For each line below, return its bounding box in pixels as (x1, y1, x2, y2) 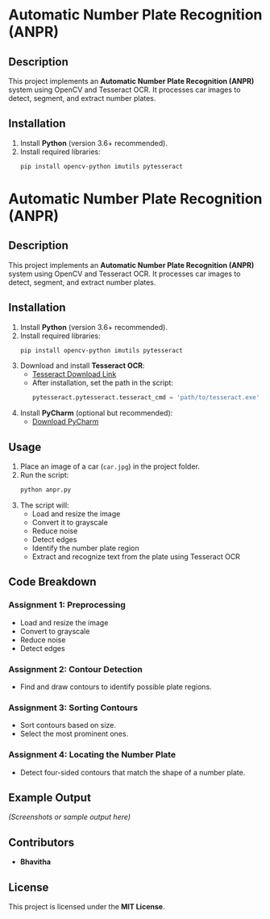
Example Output (8, 791, 91, 804)
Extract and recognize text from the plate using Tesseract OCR (31, 551, 240, 562)
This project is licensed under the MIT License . (8, 901, 165, 911)
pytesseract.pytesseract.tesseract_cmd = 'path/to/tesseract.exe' (31, 394, 260, 402)
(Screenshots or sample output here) (8, 812, 131, 822)
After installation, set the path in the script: (31, 378, 173, 388)
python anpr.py (19, 486, 72, 494)
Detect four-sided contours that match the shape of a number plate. (19, 767, 246, 777)
